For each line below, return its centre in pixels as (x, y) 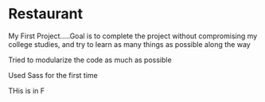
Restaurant (46, 14)
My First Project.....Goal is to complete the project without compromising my (133, 36)
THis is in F (27, 90)
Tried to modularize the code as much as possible (90, 60)
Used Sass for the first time (53, 75)
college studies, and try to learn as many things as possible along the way (129, 44)
